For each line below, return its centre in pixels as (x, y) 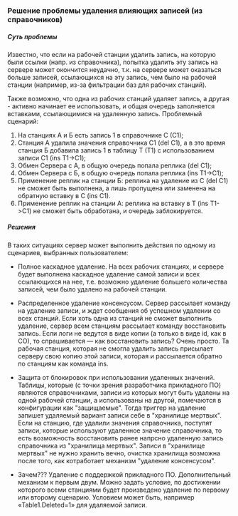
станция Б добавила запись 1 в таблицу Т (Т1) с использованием (116, 150)
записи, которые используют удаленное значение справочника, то (120, 430)
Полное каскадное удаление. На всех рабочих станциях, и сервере (121, 267)
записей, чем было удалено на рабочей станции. (92, 289)
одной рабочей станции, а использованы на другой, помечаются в (119, 400)
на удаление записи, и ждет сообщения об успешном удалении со (119, 310)
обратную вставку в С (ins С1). (64, 195)
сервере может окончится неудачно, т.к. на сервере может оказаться (114, 69)
